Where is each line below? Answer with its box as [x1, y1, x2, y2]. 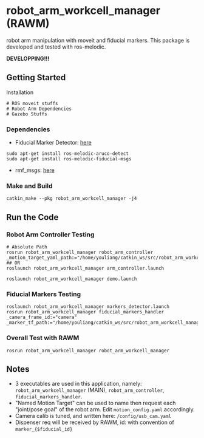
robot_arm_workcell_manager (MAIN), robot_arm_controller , [15, 386, 165, 394]
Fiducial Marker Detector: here [15, 139, 92, 146]
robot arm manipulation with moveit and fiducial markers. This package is [6, 36, 190, 44]
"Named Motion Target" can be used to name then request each [15, 399, 176, 407]
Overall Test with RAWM [6, 334, 80, 342]
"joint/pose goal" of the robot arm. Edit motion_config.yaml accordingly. [15, 406, 195, 413]
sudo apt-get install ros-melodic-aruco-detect [6, 151, 129, 157]
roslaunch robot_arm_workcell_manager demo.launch [6, 276, 137, 282]
